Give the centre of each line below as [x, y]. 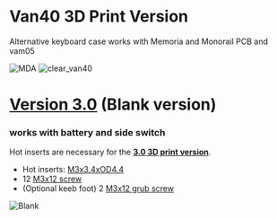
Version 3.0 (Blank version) [113, 105]
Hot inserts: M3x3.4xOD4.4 [73, 170]
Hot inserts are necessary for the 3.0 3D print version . [110, 152]
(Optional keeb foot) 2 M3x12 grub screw [98, 188]
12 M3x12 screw [52, 179]
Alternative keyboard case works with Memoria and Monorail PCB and [139, 41]
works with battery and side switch [87, 133]
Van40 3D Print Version [99, 17]
